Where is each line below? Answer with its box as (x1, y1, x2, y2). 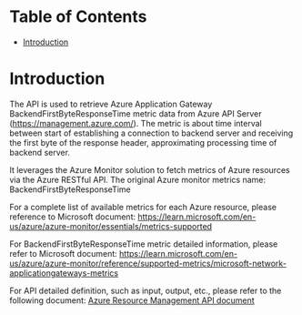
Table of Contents (9, 6, 147, 27)
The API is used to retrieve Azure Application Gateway (9, 98, 213, 109)
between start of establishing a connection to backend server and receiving (9, 127, 294, 138)
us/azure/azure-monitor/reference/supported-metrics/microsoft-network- (9, 258, 287, 269)
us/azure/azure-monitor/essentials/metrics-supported (9, 220, 212, 231)
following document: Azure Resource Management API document (9, 294, 255, 306)
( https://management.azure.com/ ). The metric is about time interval (9, 117, 262, 128)
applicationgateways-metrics (9, 267, 119, 279)
